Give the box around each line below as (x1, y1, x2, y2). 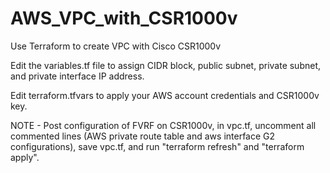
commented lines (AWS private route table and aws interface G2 (10, 130, 276, 142)
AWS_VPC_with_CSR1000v (10, 7, 238, 30)
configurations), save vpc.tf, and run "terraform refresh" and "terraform (10, 140, 305, 152)
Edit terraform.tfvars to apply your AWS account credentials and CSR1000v (10, 89, 320, 101)
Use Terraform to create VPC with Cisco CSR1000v (10, 40, 222, 52)
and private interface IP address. (10, 70, 145, 82)
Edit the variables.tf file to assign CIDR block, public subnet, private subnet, (10, 59, 322, 71)
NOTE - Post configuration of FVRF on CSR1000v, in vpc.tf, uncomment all (10, 119, 317, 131)
